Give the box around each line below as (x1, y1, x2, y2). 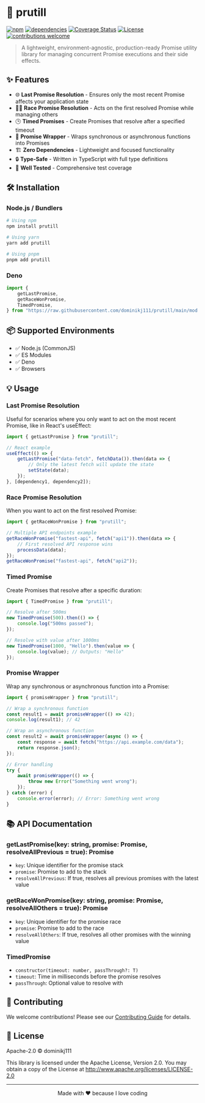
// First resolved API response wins (17, 541, 113, 547)
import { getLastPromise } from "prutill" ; (6, 433, 119, 440)
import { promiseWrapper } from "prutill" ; (6, 694, 119, 700)
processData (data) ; (17, 547, 67, 553)
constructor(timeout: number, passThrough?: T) (15, 967, 138, 974)
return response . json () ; (17, 744, 81, 751)
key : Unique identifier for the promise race (15, 918, 121, 925)
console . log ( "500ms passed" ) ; (17, 620, 95, 627)
